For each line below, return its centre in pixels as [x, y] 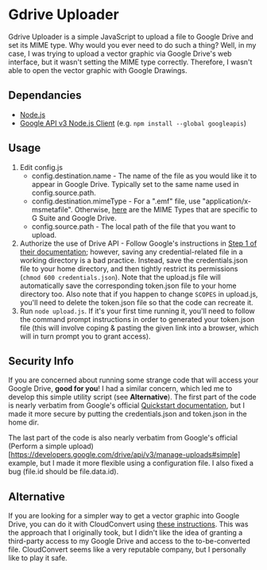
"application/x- [227, 201]
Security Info [41, 361]
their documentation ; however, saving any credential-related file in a [132, 251]
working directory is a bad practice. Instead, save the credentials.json [134, 260]
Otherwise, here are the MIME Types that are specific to [166, 209]
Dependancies [45, 96]
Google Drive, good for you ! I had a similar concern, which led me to [120, 389]
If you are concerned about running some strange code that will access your [133, 380]
